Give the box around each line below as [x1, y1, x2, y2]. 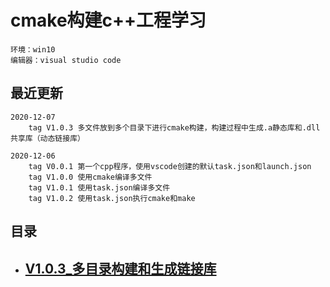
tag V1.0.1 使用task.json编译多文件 [28, 182, 171, 193]
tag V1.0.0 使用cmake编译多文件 [28, 172, 153, 182]
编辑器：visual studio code [10, 55, 122, 65]
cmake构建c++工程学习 [10, 9, 207, 32]
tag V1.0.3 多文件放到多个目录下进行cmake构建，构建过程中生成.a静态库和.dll [28, 122, 321, 133]
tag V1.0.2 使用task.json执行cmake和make [28, 193, 196, 203]
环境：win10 [10, 44, 56, 55]
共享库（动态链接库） [10, 133, 85, 143]
